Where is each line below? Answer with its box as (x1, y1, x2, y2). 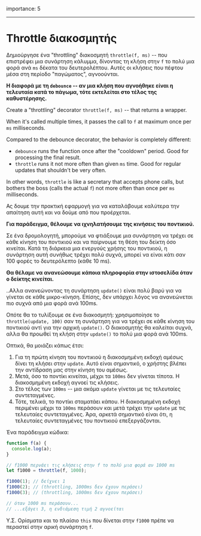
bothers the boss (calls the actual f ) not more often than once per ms (6, 184, 175, 191)
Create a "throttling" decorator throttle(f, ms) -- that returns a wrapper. (6, 106, 187, 113)
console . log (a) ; (11, 446, 52, 452)
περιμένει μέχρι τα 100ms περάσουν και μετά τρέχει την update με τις (14, 404, 186, 412)
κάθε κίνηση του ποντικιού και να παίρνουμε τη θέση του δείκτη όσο (6, 238, 176, 245)
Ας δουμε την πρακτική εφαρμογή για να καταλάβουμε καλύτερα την (6, 202, 179, 209)
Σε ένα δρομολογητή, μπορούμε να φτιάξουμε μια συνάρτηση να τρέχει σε (6, 232, 194, 239)
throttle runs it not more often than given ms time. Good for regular (14, 160, 181, 167)
